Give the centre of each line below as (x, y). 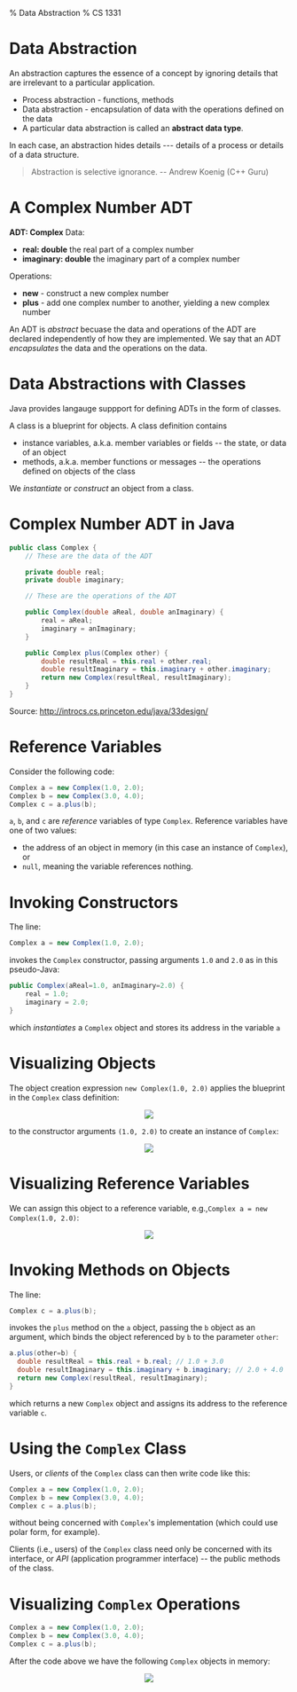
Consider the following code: (62, 772)
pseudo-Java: (35, 969)
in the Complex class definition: (64, 1097)
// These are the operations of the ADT (101, 596)
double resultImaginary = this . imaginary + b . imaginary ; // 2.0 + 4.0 (150, 1370)
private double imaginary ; (75, 580)
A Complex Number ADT (101, 208)
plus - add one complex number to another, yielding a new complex (146, 302)
